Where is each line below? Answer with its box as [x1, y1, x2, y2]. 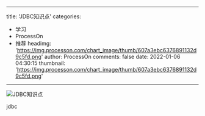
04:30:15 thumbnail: [15, 60, 66, 67]
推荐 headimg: [15, 40, 52, 47]
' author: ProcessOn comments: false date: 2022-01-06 [41, 53, 181, 60]
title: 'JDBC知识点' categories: [6, 13, 81, 20]
